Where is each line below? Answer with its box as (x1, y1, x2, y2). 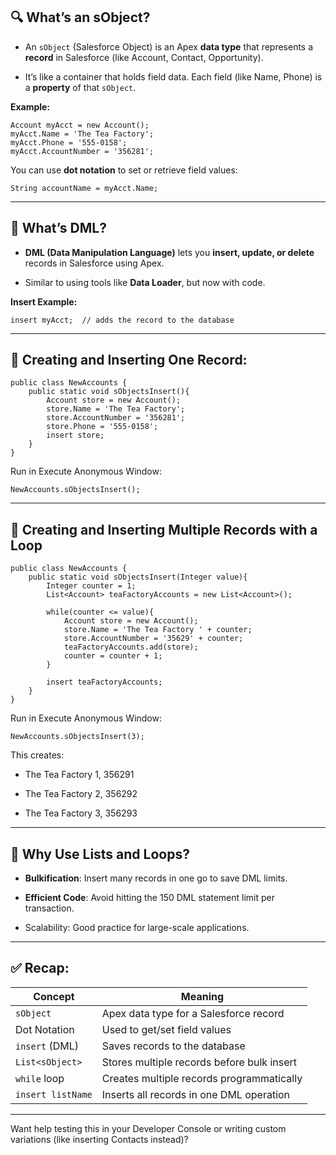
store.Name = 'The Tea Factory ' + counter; (63, 625, 253, 635)
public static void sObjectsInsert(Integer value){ (28, 572, 248, 583)
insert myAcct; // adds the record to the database (10, 315, 235, 325)
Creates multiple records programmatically (101, 1071, 303, 1085)
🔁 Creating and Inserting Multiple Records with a (10, 521, 318, 538)
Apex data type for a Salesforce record (101, 1006, 285, 1020)
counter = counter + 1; (63, 651, 163, 661)
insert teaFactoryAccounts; (46, 677, 163, 688)
